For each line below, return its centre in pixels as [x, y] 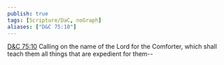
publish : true [28, 14]
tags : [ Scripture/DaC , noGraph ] [54, 20]
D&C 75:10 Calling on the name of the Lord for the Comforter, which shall [112, 47]
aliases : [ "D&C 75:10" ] [42, 27]
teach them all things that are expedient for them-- [80, 54]
